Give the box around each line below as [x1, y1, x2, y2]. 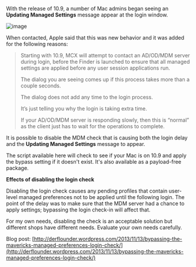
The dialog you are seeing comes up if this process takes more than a [20, 76, 190, 83]
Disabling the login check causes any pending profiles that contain [6, 187, 168, 194]
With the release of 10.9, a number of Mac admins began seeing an [6, 5, 169, 12]
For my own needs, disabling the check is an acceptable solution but [6, 218, 172, 224]
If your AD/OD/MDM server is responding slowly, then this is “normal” [20, 116, 190, 123]
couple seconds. [20, 82, 61, 89]
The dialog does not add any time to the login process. [20, 94, 153, 100]
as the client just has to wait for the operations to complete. [20, 123, 165, 129]
